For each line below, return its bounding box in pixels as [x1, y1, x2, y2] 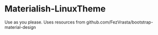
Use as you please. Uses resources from [4, 19, 86, 25]
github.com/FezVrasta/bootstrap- [86, 19, 153, 25]
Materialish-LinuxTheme [4, 3, 106, 14]
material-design [4, 24, 36, 30]
